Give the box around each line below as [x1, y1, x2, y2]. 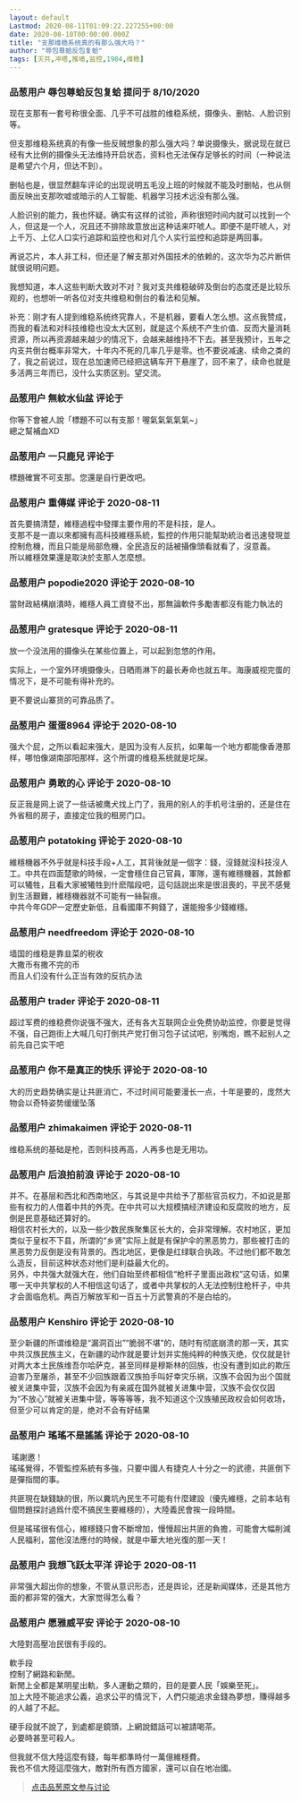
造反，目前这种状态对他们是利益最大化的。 [16, 1258, 174, 1268]
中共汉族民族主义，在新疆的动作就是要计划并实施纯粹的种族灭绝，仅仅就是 [9, 1349, 283, 1360]
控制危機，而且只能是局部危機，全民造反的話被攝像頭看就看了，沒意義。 [9, 541, 275, 551]
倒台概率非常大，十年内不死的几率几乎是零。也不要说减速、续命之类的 [32, 346, 291, 356]
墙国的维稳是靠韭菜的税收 [9, 948, 104, 959]
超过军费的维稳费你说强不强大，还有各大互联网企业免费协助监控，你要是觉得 [9, 1017, 291, 1028]
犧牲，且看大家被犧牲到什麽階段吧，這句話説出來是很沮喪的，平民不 [24, 879, 275, 890]
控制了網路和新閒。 [9, 1669, 80, 1679]
